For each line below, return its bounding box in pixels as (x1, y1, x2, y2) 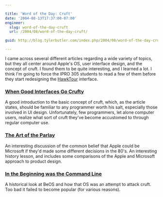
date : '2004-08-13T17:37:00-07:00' (5, 15, 77, 21)
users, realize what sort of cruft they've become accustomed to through (5, 115, 149, 121)
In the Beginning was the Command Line (5, 170, 102, 177)
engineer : (5, 20, 25, 25)
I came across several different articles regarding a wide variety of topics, (5, 56, 153, 61)
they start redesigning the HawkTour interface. (5, 76, 98, 82)
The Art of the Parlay (5, 132, 55, 138)
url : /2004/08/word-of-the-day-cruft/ (9, 30, 88, 34)
